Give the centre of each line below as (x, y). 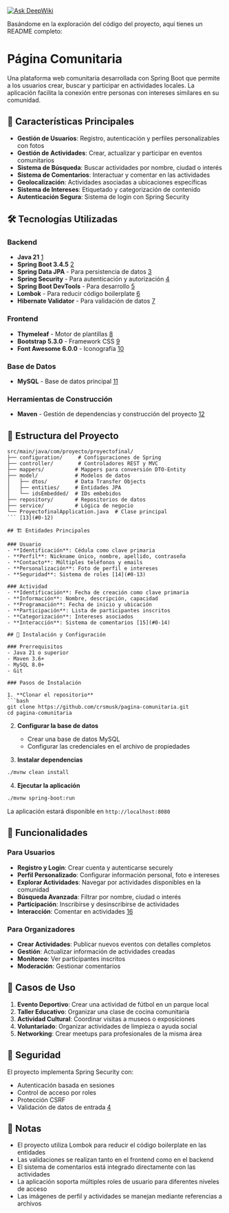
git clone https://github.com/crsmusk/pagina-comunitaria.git (98, 707)
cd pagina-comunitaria (40, 713)
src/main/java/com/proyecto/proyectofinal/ (70, 452)
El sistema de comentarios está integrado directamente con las (106, 1167)
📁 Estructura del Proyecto (63, 436)
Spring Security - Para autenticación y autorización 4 (93, 279)
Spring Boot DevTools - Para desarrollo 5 (76, 286)
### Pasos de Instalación (44, 683)
